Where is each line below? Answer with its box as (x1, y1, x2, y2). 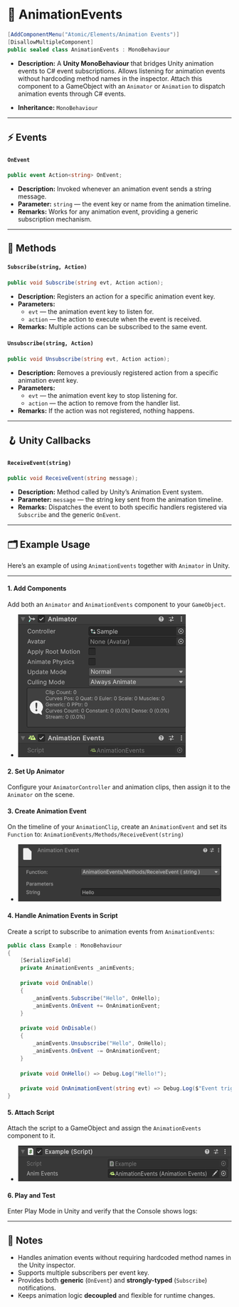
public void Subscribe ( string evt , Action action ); (7, 279, 164, 286)
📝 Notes (7, 1234, 43, 1246)
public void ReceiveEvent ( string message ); (7, 475, 139, 482)
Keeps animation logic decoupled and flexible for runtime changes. (17, 1291, 216, 1300)
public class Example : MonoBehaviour (7, 942, 122, 949)
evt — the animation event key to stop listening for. (28, 391, 178, 399)
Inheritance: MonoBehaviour (17, 103, 98, 111)
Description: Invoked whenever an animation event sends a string (17, 185, 212, 194)
